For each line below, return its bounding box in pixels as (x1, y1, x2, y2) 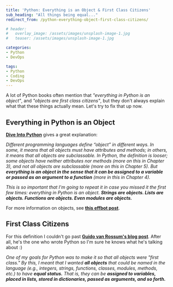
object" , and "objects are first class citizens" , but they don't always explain (6, 98, 165, 104)
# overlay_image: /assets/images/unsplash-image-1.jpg (6, 31, 130, 36)
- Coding (6, 73, 25, 78)
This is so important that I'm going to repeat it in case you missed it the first (6, 184, 166, 190)
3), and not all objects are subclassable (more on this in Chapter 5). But (6, 163, 158, 169)
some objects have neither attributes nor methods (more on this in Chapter (6, 157, 165, 164)
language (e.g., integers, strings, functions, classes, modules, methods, (6, 265, 158, 271)
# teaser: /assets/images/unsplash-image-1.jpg (6, 36, 114, 41)
